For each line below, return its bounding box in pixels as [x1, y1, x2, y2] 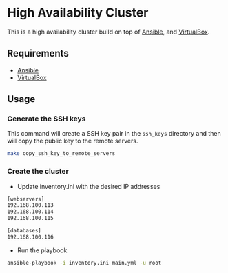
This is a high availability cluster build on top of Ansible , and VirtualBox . [7, 28, 210, 36]
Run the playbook [17, 246, 68, 254]
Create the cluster [7, 167, 69, 176]
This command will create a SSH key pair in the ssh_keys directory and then [7, 130, 222, 138]
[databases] [7, 228, 41, 234]
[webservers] [7, 195, 45, 203]
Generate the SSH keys [7, 114, 86, 123]
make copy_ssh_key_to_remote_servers [7, 150, 116, 157]
